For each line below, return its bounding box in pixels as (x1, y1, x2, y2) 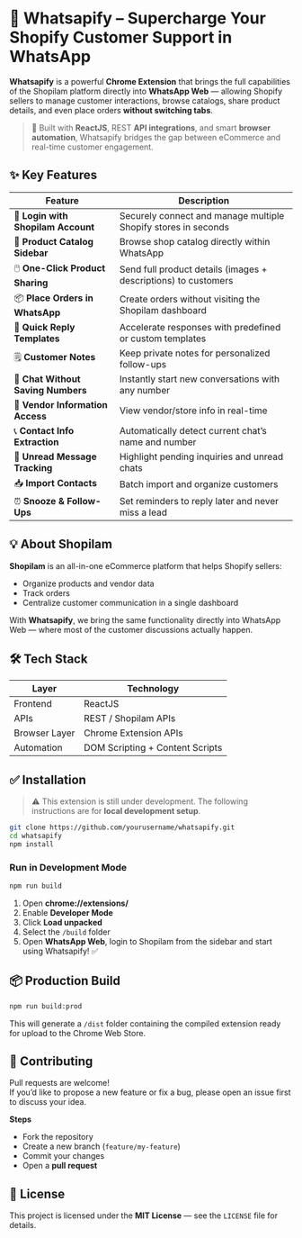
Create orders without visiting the (119, 293, 261, 305)
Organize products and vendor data (22, 578, 155, 589)
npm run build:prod (9, 1001, 83, 1011)
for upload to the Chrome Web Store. (9, 1027, 147, 1038)
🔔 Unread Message (13, 450, 97, 463)
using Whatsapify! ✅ (22, 945, 99, 956)
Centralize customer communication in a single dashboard (22, 597, 239, 608)
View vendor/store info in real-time (119, 404, 268, 417)
